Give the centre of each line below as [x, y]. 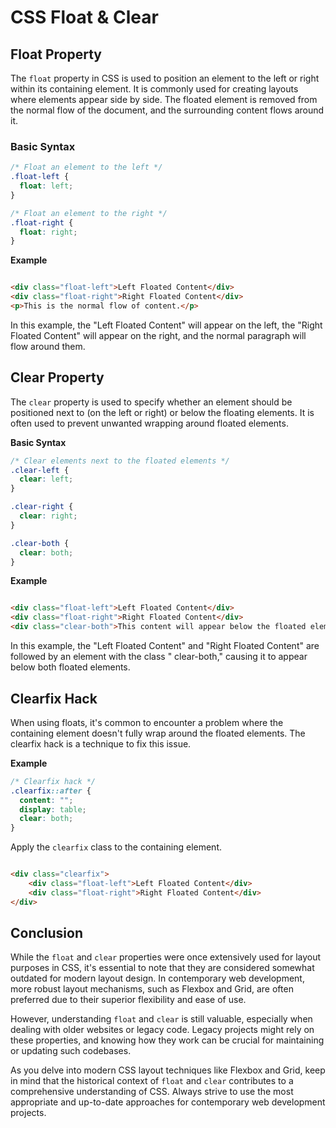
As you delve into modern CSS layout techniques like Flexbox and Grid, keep [168, 1070]
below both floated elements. [70, 667]
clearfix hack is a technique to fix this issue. [101, 743]
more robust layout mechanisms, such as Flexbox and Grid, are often [152, 989]
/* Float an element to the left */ [86, 167]
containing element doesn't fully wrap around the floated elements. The [158, 733]
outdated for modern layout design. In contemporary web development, [157, 978]
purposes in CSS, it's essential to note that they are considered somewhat [162, 968]
